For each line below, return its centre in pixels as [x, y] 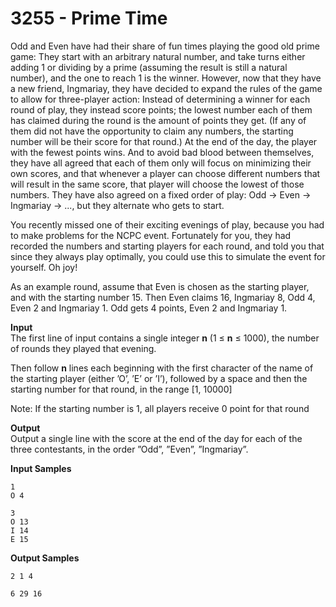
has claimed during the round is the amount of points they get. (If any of [158, 120]
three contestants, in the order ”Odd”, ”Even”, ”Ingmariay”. [129, 449]
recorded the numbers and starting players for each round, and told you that [167, 246]
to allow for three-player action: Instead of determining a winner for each [160, 99]
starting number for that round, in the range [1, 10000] [121, 389]
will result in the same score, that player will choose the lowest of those [157, 184]
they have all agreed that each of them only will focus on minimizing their [161, 163]
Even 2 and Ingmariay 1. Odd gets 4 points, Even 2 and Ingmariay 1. [149, 308]
